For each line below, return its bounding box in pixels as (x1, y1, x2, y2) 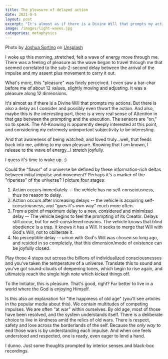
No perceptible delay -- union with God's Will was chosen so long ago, (12, 235, 158, 240)
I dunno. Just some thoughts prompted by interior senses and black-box (5, 342, 154, 348)
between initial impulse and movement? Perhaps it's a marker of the (5, 172, 145, 178)
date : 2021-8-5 (5, 12, 37, 17)
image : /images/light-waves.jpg (5, 26, 72, 31)
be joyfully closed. (12, 245, 51, 251)
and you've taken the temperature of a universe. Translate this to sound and (5, 260, 161, 266)
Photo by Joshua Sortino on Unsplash (5, 45, 83, 50)
